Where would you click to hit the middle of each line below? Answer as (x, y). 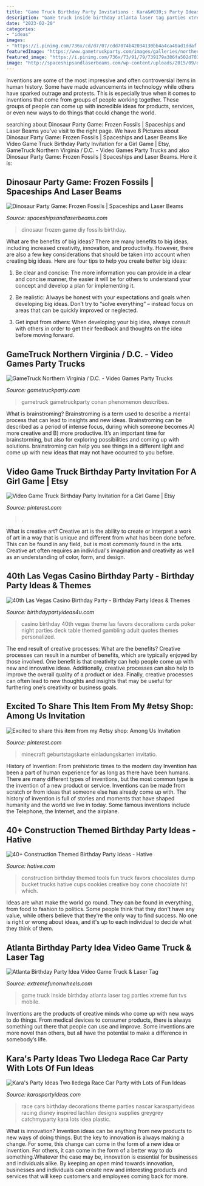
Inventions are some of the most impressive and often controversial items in (101, 80)
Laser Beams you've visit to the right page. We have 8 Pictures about (93, 131)
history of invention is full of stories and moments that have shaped (90, 798)
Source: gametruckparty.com (43, 390)
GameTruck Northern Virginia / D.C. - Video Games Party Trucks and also (98, 150)
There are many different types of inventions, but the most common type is (100, 779)
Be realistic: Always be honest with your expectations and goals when (102, 297)
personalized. (38, 637)
